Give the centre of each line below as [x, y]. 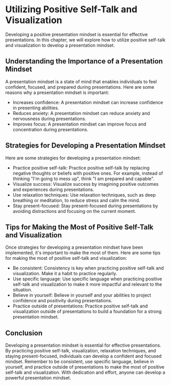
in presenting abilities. [36, 108]
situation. [22, 290]
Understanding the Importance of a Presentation [84, 62]
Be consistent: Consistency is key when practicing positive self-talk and [88, 268]
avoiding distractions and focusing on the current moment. [74, 211]
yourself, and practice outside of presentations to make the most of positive [85, 367]
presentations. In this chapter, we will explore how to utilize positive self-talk [86, 40]
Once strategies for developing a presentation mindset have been [74, 247]
